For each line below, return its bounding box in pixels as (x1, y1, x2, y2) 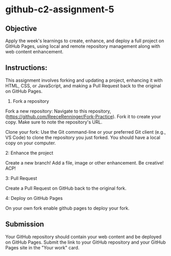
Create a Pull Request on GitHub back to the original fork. (5, 185, 127, 191)
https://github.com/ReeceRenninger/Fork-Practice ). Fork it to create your (7, 113, 161, 119)
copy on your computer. (5, 140, 56, 146)
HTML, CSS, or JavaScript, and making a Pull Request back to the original (5, 82, 161, 88)
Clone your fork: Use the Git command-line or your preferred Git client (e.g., (5, 129, 166, 135)
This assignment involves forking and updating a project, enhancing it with (5, 77, 163, 83)
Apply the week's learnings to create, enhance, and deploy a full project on (5, 38, 164, 44)
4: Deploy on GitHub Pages (5, 195, 63, 201)
